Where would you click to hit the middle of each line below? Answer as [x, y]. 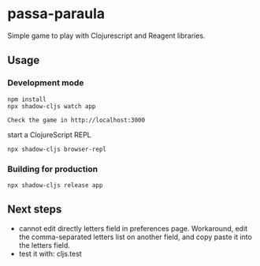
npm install [27, 99]
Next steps [35, 210]
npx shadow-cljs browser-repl [57, 149]
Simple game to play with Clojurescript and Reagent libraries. [106, 36]
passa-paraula [56, 14]
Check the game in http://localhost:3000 [76, 120]
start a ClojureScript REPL [49, 134]
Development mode [46, 83]
